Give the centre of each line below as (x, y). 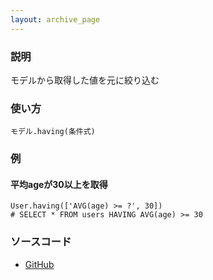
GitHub (39, 264)
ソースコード (41, 242)
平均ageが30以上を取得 (59, 184)
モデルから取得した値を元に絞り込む (85, 80)
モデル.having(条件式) (53, 132)
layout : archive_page (55, 19)
